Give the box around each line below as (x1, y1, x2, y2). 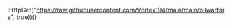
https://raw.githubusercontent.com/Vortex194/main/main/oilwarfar (36, 6, 225, 14)
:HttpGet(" (7, 6, 37, 14)
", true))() (10, 13, 37, 21)
